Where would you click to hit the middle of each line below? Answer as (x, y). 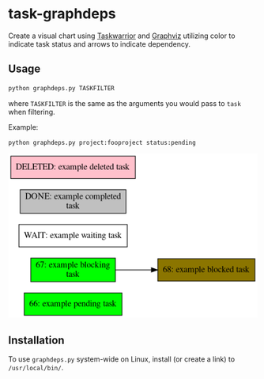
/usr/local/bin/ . (36, 368)
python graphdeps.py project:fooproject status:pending (102, 142)
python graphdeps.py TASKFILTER (61, 88)
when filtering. (32, 112)
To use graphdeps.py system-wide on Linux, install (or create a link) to (122, 359)
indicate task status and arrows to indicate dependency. (100, 44)
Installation (36, 340)
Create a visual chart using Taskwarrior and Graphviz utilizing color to (122, 36)
